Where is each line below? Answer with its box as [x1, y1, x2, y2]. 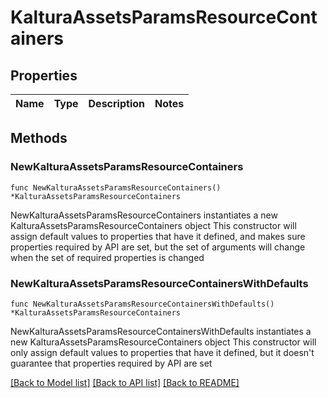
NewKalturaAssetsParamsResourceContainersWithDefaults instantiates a [10, 325, 312, 337]
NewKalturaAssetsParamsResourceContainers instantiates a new [10, 209, 278, 221]
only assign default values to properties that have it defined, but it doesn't [10, 346, 315, 358]
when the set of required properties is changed [10, 251, 205, 263]
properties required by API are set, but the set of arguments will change [10, 241, 306, 253]
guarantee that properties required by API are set [10, 357, 213, 369]
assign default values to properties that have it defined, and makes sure [10, 230, 306, 242]
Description [88, 97, 145, 110]
